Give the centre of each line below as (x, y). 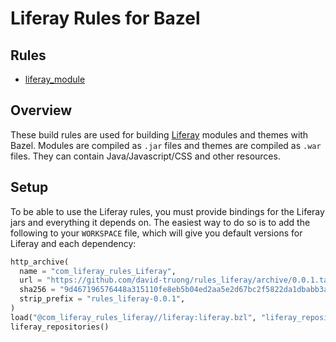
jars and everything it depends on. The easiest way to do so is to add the (160, 222)
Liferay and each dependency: (73, 243)
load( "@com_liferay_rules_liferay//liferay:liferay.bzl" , (133, 317)
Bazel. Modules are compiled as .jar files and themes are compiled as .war (166, 145)
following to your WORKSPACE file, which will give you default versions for (156, 233)
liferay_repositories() (60, 327)
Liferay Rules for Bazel (105, 18)
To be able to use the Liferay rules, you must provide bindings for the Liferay (167, 211)
